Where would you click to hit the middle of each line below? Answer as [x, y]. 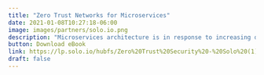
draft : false [29, 59]
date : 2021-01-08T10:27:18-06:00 [63, 23]
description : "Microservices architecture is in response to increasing [130, 37]
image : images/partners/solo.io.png [68, 30]
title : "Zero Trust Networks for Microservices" [89, 15]
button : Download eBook [47, 45]
